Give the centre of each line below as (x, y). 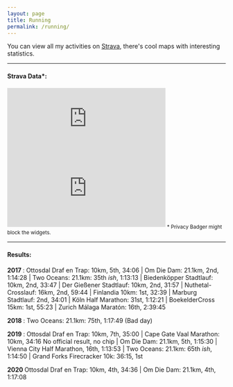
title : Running (29, 20)
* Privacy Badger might (195, 227)
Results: (19, 254)
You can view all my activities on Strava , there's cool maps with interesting (114, 47)
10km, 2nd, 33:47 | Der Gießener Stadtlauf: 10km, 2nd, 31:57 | (95, 285)
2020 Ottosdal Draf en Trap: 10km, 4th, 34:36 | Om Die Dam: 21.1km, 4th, (112, 370)
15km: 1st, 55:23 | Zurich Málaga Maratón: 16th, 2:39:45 (87, 307)
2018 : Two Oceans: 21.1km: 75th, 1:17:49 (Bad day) (80, 320)
